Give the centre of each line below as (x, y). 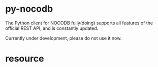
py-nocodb (29, 9)
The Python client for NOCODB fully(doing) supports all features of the (79, 23)
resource (25, 59)
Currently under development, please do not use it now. (64, 38)
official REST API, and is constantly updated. (52, 28)
